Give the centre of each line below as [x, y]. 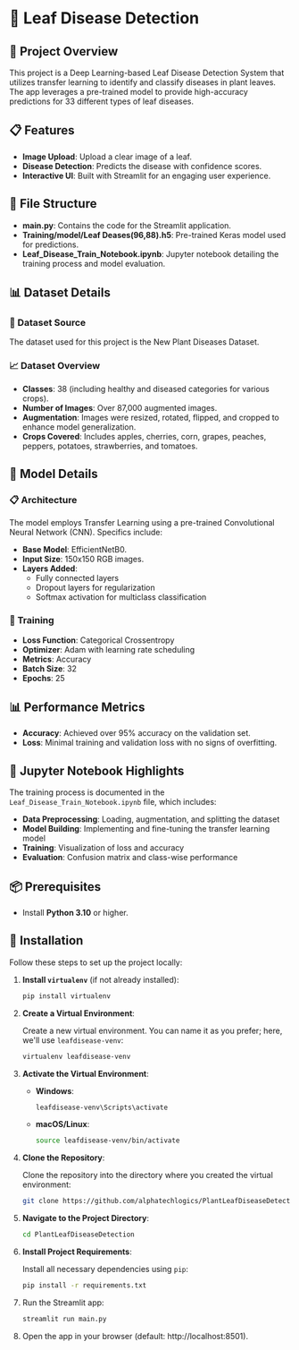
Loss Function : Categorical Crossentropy [98, 640]
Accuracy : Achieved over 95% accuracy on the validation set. [137, 733]
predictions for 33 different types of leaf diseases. [102, 101]
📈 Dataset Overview [55, 366]
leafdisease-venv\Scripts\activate [101, 1107]
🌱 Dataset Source [48, 322]
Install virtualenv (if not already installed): [100, 979]
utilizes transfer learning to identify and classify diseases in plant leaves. [143, 82]
